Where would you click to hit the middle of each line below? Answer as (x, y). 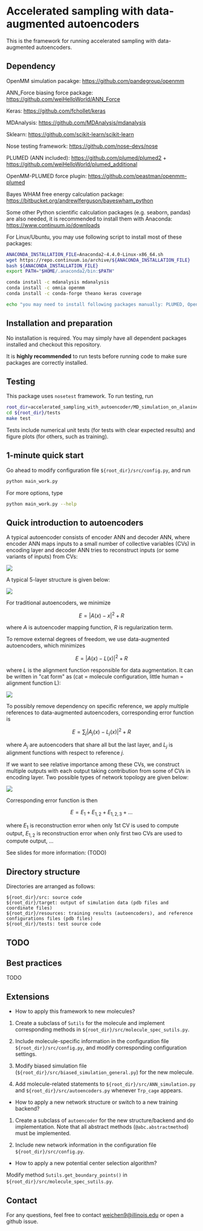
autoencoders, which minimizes (46, 646)
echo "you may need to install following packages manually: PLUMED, (96, 304)
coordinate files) (29, 908)
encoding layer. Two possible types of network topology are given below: (98, 777)
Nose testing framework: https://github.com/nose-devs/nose (82, 146)
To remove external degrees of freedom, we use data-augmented (88, 639)
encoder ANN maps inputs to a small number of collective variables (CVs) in (101, 544)
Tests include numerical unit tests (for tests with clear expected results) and (101, 430)
